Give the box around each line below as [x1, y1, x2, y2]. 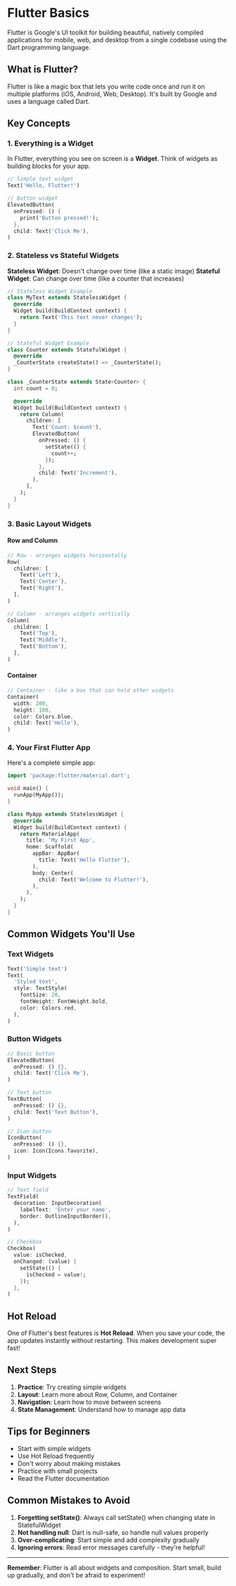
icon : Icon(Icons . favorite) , [13, 1147, 99, 1154]
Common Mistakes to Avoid [7, 1495, 131, 1507]
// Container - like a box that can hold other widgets [7, 687, 174, 694]
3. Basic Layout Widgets [7, 519, 92, 529]
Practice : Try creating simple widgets [17, 1383, 126, 1391]
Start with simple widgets [17, 1444, 91, 1452]
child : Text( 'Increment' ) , [38, 470, 118, 477]
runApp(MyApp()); [13, 792, 65, 799]
